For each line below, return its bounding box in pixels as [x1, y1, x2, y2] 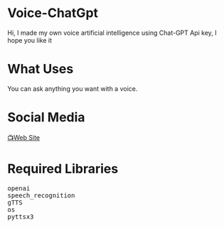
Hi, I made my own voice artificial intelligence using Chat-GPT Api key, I [7, 28, 217, 37]
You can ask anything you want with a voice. [7, 84, 138, 93]
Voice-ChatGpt [7, 5, 98, 21]
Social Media [7, 109, 85, 126]
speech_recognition [7, 191, 75, 200]
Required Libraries [7, 161, 119, 177]
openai [7, 184, 31, 192]
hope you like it [7, 36, 52, 44]
